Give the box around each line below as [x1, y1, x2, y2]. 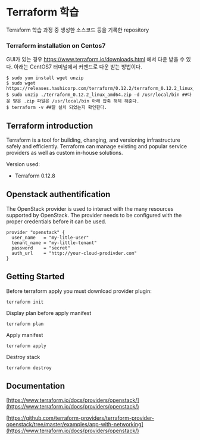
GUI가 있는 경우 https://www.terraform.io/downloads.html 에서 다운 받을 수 [6, 56, 185, 63]
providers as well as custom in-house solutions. [6, 149, 123, 157]
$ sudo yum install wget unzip [6, 75, 84, 81]
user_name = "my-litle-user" [11, 235, 89, 241]
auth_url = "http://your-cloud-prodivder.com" [11, 250, 137, 256]
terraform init [6, 299, 44, 305]
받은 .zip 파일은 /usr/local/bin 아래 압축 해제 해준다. [12, 98, 140, 104]
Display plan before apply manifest [6, 309, 92, 316]
